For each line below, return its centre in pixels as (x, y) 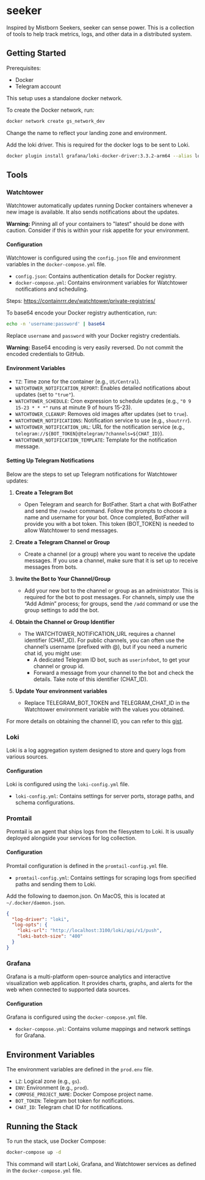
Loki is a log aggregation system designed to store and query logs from (96, 750)
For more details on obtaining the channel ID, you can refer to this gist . (95, 721)
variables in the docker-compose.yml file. (56, 264)
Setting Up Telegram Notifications (50, 461)
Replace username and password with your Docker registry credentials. (93, 336)
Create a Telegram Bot (44, 492)
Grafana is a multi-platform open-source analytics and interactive (88, 977)
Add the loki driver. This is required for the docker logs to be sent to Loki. (98, 145)
